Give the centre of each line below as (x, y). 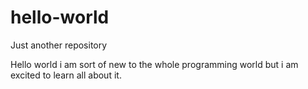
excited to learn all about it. (66, 75)
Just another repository (59, 45)
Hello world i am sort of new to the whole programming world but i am (154, 64)
